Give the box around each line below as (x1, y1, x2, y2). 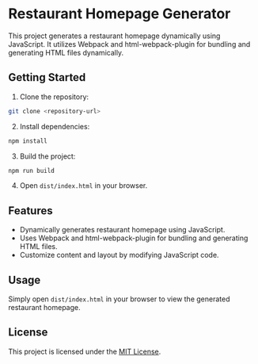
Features (8, 204, 53, 217)
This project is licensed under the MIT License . (8, 347, 161, 356)
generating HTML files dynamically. (8, 48, 124, 57)
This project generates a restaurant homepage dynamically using (8, 31, 221, 40)
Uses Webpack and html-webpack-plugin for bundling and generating (19, 233, 249, 243)
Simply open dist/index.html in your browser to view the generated (8, 294, 230, 304)
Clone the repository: (19, 92, 89, 102)
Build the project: (19, 151, 76, 161)
